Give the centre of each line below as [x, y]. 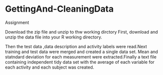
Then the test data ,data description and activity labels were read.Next [76, 46]
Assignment [17, 22]
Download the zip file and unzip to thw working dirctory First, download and [81, 32]
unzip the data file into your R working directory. [54, 37]
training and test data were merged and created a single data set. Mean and [81, 52]
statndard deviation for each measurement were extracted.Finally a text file [81, 56]
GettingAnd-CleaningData [59, 9]
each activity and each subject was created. [50, 67]
